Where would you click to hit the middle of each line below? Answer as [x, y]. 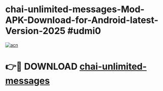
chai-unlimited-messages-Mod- [75, 9]
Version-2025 [36, 31]
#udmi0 [84, 31]
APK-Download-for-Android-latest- [82, 20]
